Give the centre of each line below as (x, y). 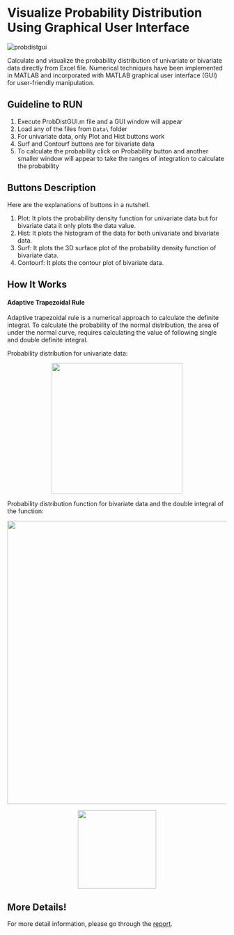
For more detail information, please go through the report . (90, 923)
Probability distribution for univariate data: (68, 354)
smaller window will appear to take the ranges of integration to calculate (121, 158)
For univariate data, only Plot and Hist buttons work (91, 136)
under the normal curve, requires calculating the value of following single (112, 333)
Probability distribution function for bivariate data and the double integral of (116, 504)
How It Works (37, 284)
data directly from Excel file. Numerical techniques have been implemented (115, 68)
